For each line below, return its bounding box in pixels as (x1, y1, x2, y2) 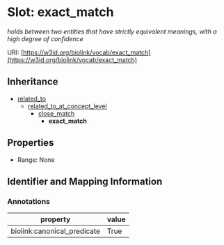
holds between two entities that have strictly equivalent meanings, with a (7, 27, 217, 36)
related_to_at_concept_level (27, 102, 107, 110)
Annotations (7, 196, 50, 206)
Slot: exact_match (7, 4, 114, 20)
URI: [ (7, 48, 24, 57)
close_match (38, 109, 75, 117)
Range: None (17, 155, 55, 164)
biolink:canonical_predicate (10, 226, 101, 236)
